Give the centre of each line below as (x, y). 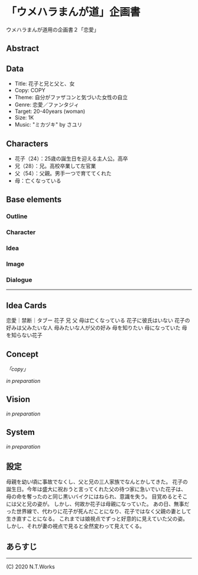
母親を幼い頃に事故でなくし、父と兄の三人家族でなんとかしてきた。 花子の (97, 482)
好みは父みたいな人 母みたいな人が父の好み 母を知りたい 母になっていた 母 (97, 328)
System (21, 432)
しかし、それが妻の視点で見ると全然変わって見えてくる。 (75, 526)
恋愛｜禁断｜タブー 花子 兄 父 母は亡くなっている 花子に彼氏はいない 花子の (98, 320)
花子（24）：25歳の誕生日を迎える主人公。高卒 (71, 158)
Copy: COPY (30, 90)
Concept (22, 354)
